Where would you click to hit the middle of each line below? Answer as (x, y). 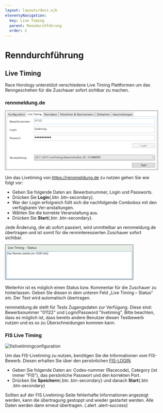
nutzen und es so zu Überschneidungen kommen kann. (60, 323)
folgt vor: (14, 183)
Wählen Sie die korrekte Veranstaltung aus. (55, 213)
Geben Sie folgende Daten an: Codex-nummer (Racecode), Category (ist (85, 370)
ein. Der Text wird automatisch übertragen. (48, 298)
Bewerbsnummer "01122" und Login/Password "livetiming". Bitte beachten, (80, 312)
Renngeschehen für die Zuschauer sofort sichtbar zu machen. (67, 90)
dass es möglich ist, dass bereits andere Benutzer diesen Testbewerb (74, 318)
